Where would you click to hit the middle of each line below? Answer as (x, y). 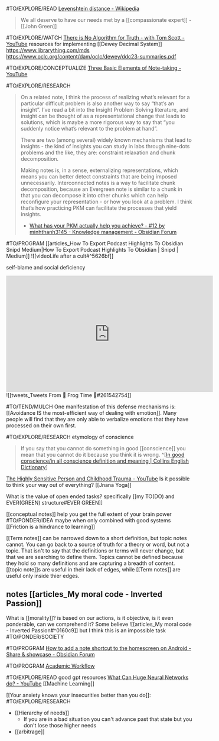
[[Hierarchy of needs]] (42, 713)
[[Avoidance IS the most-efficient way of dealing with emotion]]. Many (91, 413)
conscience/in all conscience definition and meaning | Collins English (104, 461)
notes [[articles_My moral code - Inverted (84, 594)
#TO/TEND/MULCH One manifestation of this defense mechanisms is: (91, 407)
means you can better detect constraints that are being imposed (99, 176)
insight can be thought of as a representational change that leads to (103, 116)
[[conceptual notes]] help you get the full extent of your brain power (89, 514)
